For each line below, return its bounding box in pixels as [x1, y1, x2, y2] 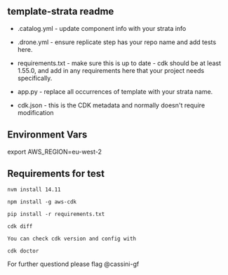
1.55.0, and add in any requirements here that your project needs [17, 66, 205, 74]
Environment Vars [7, 129, 88, 141]
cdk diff [7, 223, 33, 230]
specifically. [17, 74, 53, 82]
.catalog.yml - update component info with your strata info [17, 24, 187, 32]
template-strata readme [7, 6, 114, 18]
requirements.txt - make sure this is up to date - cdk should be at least [17, 59, 222, 67]
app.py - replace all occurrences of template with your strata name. [17, 87, 213, 95]
